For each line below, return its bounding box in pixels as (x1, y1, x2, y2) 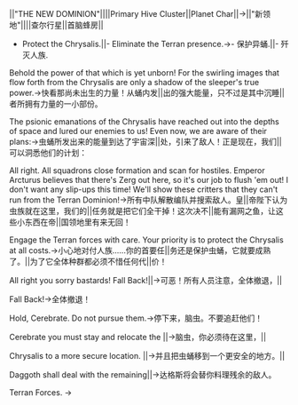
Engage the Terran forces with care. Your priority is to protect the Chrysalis (9, 234, 284, 245)
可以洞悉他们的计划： (9, 147, 87, 158)
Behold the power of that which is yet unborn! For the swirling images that (9, 67, 279, 78)
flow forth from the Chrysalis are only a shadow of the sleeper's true (9, 77, 260, 87)
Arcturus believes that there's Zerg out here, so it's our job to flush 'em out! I (9, 175, 288, 185)
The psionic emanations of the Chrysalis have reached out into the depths (9, 116, 279, 127)
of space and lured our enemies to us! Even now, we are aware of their (9, 126, 268, 136)
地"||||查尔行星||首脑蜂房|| (9, 20, 104, 30)
